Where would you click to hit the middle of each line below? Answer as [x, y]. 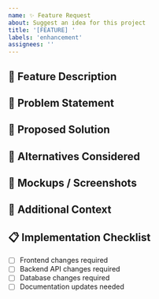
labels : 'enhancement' [45, 37]
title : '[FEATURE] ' [42, 30]
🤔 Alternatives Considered [74, 157]
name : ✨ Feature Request [50, 15]
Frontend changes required [64, 261]
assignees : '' [31, 45]
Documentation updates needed [72, 286]
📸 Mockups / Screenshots [73, 183]
